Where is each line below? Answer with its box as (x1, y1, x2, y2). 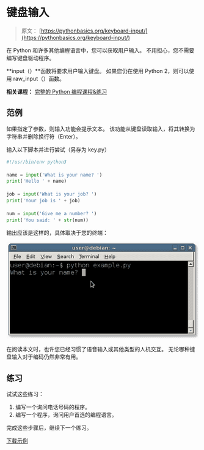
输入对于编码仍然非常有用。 (11, 353, 81, 360)
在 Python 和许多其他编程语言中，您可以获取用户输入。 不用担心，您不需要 (6, 47, 195, 54)
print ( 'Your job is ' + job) (6, 197, 81, 204)
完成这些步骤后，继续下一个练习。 (6, 424, 92, 432)
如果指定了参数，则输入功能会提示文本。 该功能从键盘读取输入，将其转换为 (6, 125, 195, 132)
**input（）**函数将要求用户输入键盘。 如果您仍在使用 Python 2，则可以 (6, 67, 189, 74)
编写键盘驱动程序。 (6, 54, 55, 61)
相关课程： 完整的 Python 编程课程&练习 (6, 88, 107, 95)
